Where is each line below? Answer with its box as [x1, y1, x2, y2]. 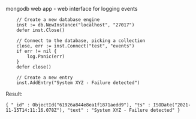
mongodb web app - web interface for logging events [5, 5, 138, 12]
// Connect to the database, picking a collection [16, 38, 146, 44]
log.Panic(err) [27, 53, 65, 59]
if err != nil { [16, 48, 58, 54]
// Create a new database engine [16, 17, 100, 23]
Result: [5, 90, 23, 97]
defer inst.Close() [16, 27, 65, 33]
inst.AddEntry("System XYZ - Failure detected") [16, 80, 140, 86]
